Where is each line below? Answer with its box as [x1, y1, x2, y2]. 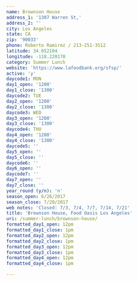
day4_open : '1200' [6, 132, 52, 138]
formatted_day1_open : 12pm [6, 221, 74, 227]
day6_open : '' [6, 165, 42, 171]
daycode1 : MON [6, 76, 42, 82]
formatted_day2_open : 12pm [6, 232, 74, 238]
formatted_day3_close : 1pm [6, 249, 74, 256]
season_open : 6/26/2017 [6, 193, 66, 199]
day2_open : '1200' [6, 98, 52, 104]
